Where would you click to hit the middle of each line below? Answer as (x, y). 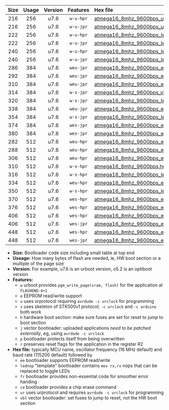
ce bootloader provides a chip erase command (68, 387)
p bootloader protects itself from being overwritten (72, 339)
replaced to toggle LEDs (45, 371)
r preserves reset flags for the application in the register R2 (81, 344)
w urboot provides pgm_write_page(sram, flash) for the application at (91, 285)
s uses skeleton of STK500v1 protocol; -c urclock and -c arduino (88, 306)
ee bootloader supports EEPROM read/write (65, 360)
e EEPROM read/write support (51, 296)
